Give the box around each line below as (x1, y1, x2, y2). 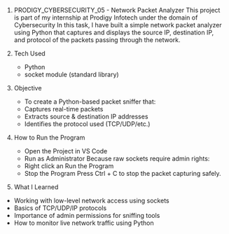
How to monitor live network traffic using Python (13, 219, 154, 227)
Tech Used (13, 49, 46, 57)
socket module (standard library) (24, 70, 119, 78)
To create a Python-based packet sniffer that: (24, 97, 156, 106)
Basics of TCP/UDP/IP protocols (13, 204, 107, 212)
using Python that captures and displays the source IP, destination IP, (13, 28, 214, 36)
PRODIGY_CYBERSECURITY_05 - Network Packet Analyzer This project (13, 6, 221, 14)
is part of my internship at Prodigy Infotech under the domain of (13, 13, 198, 22)
